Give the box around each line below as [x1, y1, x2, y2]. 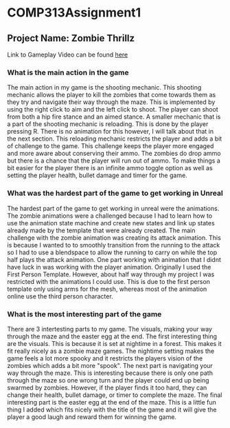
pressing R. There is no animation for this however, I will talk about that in [7, 128, 214, 136]
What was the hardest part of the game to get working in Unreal [7, 188, 223, 198]
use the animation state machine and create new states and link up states [7, 218, 215, 227]
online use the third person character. [7, 292, 113, 300]
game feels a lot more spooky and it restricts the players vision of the [7, 354, 203, 363]
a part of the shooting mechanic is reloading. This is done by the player [7, 120, 209, 128]
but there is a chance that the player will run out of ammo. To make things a [7, 156, 221, 165]
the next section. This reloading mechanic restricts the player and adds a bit [7, 134, 222, 143]
